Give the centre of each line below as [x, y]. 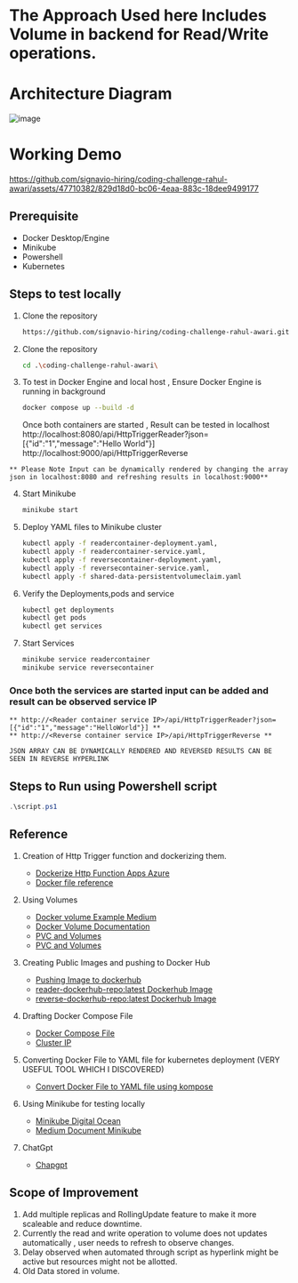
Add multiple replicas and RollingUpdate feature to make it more [139, 1214]
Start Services [48, 643]
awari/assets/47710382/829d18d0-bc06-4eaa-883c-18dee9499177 [134, 188]
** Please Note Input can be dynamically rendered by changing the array [149, 469]
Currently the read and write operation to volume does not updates [145, 1233]
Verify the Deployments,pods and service [98, 593]
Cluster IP [53, 1042]
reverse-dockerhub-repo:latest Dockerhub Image [126, 998]
